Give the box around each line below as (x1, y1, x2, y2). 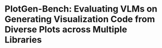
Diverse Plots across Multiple (4, 24, 127, 35)
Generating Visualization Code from (4, 14, 155, 25)
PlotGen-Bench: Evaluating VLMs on (4, 3, 158, 15)
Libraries (4, 34, 42, 46)
